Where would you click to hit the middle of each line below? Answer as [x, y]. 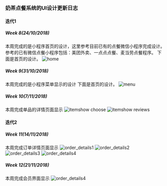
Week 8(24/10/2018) [27, 33]
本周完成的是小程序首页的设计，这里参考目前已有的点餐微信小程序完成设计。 [85, 46]
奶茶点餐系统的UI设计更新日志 [42, 8]
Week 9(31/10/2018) [27, 71]
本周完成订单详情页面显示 [32, 147]
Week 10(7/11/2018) [26, 96]
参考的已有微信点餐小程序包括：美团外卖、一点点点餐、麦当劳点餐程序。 [80, 53]
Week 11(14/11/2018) [27, 134]
